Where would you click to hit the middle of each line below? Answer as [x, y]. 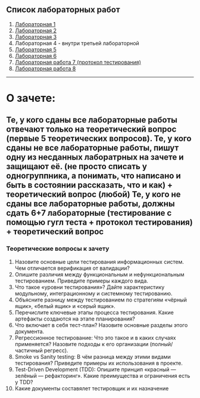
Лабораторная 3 [36, 37]
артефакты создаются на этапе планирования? [75, 319]
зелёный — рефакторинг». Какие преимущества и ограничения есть [102, 375]
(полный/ [161, 344]
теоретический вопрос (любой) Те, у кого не [93, 195]
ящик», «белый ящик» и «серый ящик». [65, 306]
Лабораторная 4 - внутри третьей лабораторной [77, 43]
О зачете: [31, 98]
